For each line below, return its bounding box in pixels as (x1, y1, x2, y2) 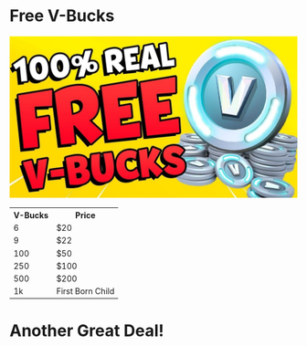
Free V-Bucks (9, 5, 115, 26)
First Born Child (56, 286, 115, 297)
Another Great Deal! (9, 320, 164, 341)
